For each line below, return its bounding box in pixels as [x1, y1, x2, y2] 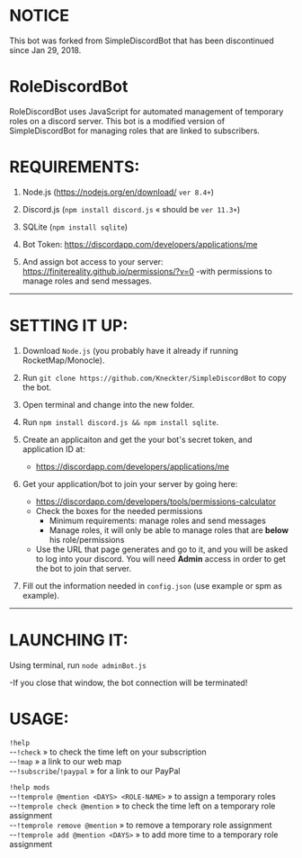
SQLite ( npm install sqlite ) [22, 221, 129, 232]
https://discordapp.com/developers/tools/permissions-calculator [35, 496, 277, 507]
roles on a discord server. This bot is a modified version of [9, 115, 226, 126]
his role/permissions [49, 534, 125, 545]
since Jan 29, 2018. [9, 44, 82, 55]
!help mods [9, 782, 50, 792]
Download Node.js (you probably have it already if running [22, 345, 239, 356]
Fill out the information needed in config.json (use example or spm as [22, 580, 283, 591]
